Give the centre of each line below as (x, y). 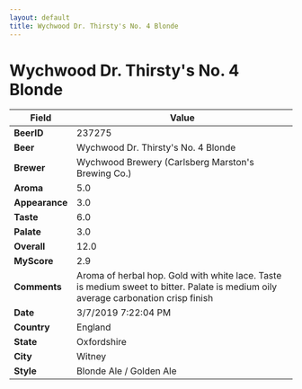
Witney (91, 357)
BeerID (29, 133)
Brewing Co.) (104, 173)
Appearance (41, 203)
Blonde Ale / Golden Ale (126, 371)
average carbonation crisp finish (145, 298)
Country (32, 327)
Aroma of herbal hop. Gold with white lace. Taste (179, 276)
